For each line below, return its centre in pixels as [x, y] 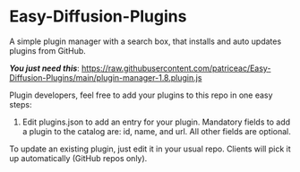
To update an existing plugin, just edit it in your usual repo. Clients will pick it [150, 149]
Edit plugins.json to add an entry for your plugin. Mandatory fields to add [156, 122]
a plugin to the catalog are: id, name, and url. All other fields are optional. [156, 131]
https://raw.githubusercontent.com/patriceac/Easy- [176, 68]
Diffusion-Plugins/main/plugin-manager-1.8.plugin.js [106, 77]
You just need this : [45, 68]
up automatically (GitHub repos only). [78, 158]
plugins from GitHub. [48, 50]
